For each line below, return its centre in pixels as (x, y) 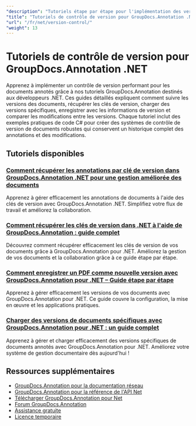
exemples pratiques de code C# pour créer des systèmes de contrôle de (93, 123)
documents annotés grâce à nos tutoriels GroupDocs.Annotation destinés (94, 92)
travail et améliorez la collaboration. (49, 210)
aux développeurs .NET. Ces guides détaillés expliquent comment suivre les (97, 98)
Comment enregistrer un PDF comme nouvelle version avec (92, 273)
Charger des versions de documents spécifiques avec (84, 321)
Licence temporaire (38, 417)
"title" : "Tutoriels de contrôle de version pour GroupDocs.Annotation (95, 17)
